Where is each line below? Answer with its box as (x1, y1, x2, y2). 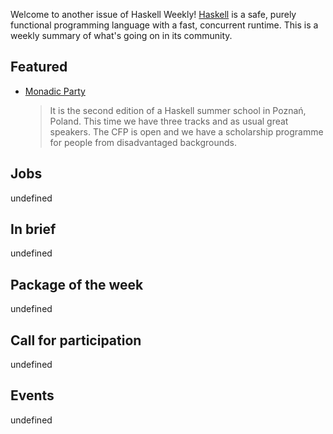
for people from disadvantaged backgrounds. (49, 136, 238, 148)
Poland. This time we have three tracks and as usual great (49, 115, 289, 127)
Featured (10, 59, 68, 76)
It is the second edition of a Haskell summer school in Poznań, (49, 104, 307, 116)
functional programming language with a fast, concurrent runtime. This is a (10, 19, 319, 31)
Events (10, 387, 55, 404)
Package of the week (10, 276, 144, 293)
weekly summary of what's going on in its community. (10, 30, 233, 41)
